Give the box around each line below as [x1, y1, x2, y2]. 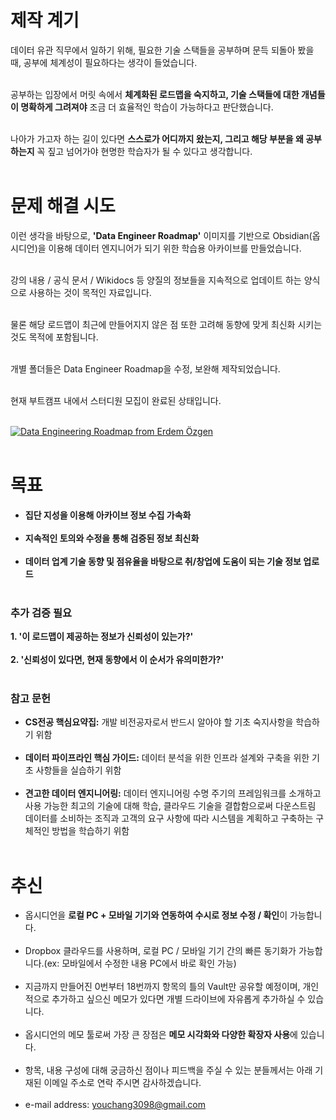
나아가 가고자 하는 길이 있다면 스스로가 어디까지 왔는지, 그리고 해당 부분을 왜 [10, 132, 304, 145]
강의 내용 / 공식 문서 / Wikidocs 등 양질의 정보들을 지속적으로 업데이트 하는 [10, 274, 302, 286]
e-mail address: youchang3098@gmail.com [24, 1099, 206, 1111]
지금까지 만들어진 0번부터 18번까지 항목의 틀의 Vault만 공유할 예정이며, [24, 981, 301, 993]
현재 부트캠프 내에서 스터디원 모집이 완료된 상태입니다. [10, 394, 222, 406]
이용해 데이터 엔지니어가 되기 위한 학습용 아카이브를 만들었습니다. [48, 242, 302, 254]
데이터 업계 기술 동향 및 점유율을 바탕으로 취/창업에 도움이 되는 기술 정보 [24, 555, 302, 567]
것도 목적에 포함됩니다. [10, 331, 99, 343]
